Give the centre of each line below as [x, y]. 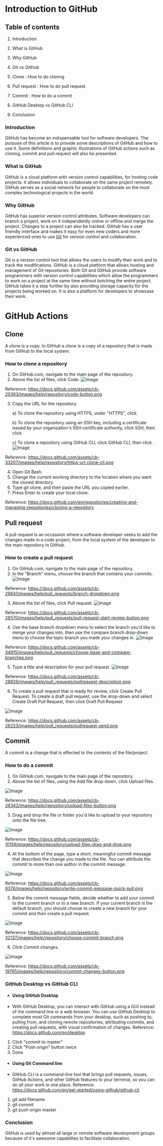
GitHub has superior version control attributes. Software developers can [77, 216]
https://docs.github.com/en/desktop [49, 1032]
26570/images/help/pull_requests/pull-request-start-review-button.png [77, 618]
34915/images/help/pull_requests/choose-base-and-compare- [68, 652]
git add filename [28, 1100]
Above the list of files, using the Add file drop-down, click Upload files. [83, 781]
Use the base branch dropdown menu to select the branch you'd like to [84, 627]
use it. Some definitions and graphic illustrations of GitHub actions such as [80, 148]
